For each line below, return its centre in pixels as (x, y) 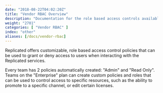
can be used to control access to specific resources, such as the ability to (79, 80)
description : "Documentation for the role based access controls (72, 18)
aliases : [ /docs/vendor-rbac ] (36, 37)
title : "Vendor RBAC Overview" (37, 14)
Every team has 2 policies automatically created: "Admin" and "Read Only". (80, 70)
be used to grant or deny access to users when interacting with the (72, 55)
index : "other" (20, 32)
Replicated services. (25, 61)
